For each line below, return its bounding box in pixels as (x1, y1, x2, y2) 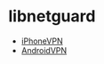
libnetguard (8, 6, 96, 27)
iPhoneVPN (20, 36, 63, 46)
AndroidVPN (20, 44, 68, 55)
